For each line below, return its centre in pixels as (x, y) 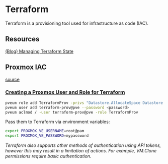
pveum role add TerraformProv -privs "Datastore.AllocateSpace (73, 103)
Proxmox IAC (26, 67)
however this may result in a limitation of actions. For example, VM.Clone (81, 151)
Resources (22, 39)
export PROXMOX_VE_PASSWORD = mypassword (47, 136)
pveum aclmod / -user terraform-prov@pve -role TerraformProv (72, 112)
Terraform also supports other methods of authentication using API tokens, (83, 145)
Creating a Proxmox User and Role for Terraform (65, 92)
